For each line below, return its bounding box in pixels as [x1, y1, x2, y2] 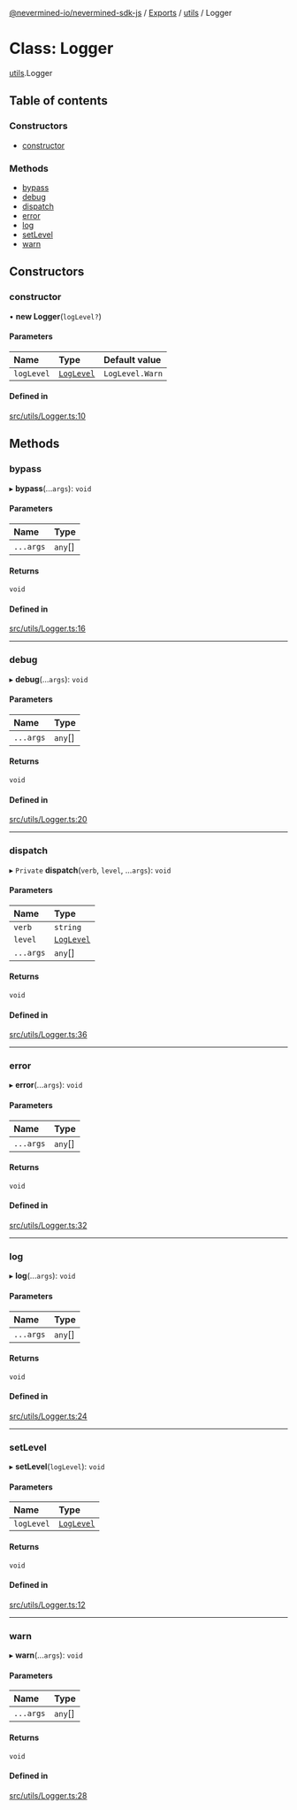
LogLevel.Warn [103, 368, 164, 379]
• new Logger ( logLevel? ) [9, 311, 102, 321]
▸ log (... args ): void [9, 1270, 76, 1282]
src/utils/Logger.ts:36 [9, 1029, 88, 1040]
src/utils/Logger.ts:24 [9, 1411, 88, 1421]
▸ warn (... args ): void [9, 1650, 84, 1660]
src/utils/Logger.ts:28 [9, 1790, 88, 1800]
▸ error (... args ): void [9, 1080, 83, 1090]
